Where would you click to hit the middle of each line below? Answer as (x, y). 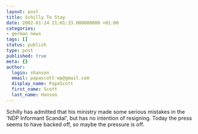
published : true (26, 56)
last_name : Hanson (35, 95)
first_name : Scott (35, 89)
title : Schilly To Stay (36, 17)
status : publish (26, 45)
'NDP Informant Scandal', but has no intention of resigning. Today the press (99, 118)
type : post (20, 51)
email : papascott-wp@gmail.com (51, 78)
